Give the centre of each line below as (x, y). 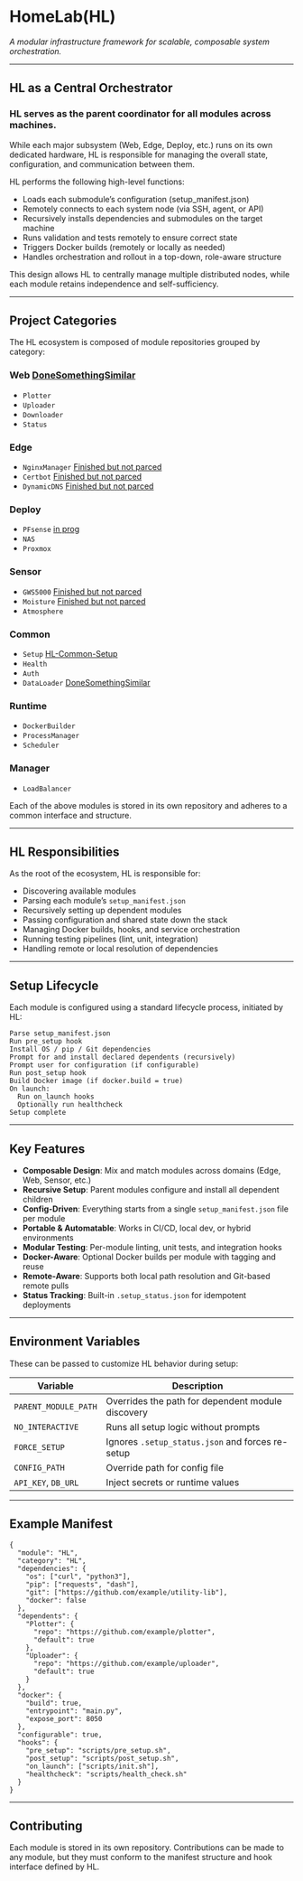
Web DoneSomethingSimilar (73, 375)
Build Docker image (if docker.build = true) (96, 1081)
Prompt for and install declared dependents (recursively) (123, 1057)
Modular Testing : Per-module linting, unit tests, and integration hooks (152, 1247)
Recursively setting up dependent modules (102, 911)
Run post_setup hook (48, 1073)
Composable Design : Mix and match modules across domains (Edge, (151, 1170)
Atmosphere (43, 612)
